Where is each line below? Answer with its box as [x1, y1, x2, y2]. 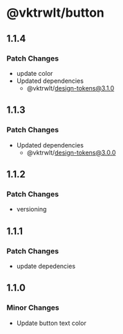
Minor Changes [6, 303, 59, 312]
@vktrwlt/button [6, 5, 104, 21]
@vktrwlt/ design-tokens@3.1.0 [26, 83, 115, 92]
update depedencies [16, 262, 76, 270]
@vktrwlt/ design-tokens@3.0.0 [26, 148, 116, 157]
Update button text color [16, 319, 87, 327]
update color [16, 69, 53, 77]
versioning [16, 205, 47, 214]
